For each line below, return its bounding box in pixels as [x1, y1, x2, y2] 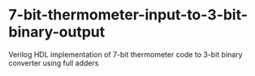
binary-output [8, 23, 106, 41]
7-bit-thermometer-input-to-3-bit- [8, 6, 249, 24]
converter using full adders [8, 58, 99, 68]
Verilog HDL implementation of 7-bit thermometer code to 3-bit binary [8, 49, 243, 59]
